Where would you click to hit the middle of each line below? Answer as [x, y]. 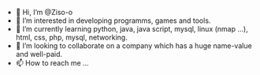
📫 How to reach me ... [52, 63]
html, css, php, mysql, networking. [71, 37]
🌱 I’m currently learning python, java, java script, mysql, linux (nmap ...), [132, 29]
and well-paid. [39, 54]
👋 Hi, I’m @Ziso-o [44, 12]
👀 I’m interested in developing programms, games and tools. [113, 21]
